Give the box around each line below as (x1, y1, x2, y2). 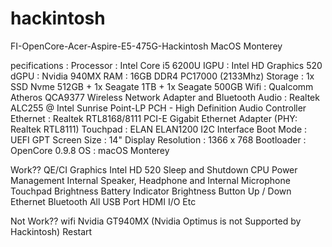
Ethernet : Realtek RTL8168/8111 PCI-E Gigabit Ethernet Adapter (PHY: (10, 112, 298, 124)
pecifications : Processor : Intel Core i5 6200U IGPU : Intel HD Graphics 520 (10, 59, 323, 71)
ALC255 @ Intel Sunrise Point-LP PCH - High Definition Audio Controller (10, 102, 307, 114)
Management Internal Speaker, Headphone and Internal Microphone (10, 174, 291, 186)
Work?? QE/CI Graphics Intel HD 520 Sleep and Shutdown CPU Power (10, 163, 298, 176)
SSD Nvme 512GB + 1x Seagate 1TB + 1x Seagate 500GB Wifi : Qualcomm (10, 80, 314, 92)
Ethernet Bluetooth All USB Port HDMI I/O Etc (10, 195, 197, 207)
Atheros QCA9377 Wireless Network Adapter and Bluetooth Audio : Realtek (10, 91, 320, 103)
